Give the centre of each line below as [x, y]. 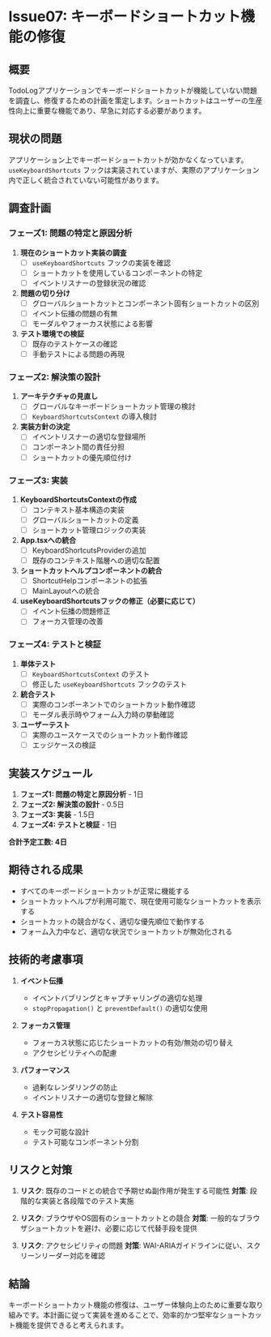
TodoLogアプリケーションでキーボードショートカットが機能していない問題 [133, 90]
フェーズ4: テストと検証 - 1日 [68, 824]
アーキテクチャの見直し [59, 396]
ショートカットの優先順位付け [82, 457]
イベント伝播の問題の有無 [75, 313]
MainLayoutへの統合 [66, 591]
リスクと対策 [40, 1169]
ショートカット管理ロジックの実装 [89, 530]
